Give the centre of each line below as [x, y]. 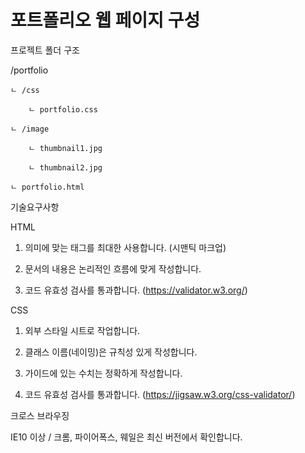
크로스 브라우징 [40, 415]
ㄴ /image [30, 129]
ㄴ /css [25, 90]
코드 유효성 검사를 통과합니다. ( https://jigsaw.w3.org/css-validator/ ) [160, 394]
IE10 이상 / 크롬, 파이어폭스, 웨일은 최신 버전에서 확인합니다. [126, 437]
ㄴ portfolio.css [63, 109]
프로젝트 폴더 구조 [45, 50]
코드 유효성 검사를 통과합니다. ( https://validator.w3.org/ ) [136, 290]
